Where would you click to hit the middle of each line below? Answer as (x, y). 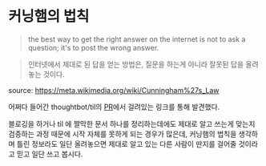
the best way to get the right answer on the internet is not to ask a (137, 39)
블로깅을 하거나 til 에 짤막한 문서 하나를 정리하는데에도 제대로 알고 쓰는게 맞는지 (132, 123)
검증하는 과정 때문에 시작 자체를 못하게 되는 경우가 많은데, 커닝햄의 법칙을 (123, 134)
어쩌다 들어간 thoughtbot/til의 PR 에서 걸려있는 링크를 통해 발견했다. (114, 107)
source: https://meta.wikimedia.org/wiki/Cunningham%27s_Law (114, 90)
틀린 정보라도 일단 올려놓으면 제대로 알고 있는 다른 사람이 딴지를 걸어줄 (127, 144)
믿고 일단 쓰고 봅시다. (50, 154)
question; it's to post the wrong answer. (93, 47)
